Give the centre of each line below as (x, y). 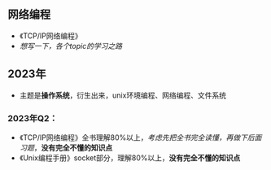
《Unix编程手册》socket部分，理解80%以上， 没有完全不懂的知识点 (130, 158)
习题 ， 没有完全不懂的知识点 (66, 147)
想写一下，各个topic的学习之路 (71, 46)
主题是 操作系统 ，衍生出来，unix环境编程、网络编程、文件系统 (123, 95)
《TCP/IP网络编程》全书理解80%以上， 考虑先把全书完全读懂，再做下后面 (140, 137)
